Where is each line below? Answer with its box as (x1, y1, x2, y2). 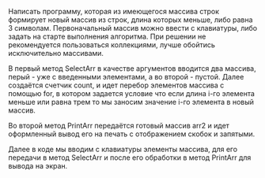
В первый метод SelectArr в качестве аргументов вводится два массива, (8, 64, 256, 73)
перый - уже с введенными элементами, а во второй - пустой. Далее (8, 72, 244, 81)
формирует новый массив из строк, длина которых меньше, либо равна (8, 15, 253, 24)
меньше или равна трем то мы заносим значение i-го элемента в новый (8, 98, 255, 106)
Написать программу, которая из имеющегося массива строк (8, 7, 220, 16)
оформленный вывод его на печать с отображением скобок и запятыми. (8, 129, 256, 139)
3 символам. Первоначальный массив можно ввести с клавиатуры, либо (8, 24, 258, 32)
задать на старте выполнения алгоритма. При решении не (8, 32, 206, 41)
